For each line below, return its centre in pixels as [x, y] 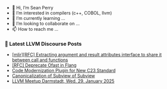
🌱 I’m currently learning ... [38, 18]
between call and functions [40, 60]
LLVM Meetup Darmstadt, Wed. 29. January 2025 [63, 81]
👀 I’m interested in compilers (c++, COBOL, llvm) [62, 13]
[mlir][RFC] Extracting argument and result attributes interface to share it [87, 55]
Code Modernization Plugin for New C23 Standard [64, 71]
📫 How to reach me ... [35, 29]
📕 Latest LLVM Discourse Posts [43, 44]
